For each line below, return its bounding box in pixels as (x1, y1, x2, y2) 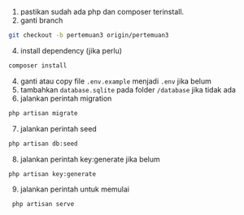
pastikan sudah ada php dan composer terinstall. (20, 7, 185, 16)
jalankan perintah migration (20, 93, 112, 103)
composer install (8, 61, 68, 70)
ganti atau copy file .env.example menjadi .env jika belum (20, 76, 211, 86)
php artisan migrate (8, 109, 79, 117)
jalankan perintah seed (20, 123, 98, 133)
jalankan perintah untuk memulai (20, 184, 130, 194)
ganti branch (20, 15, 63, 25)
